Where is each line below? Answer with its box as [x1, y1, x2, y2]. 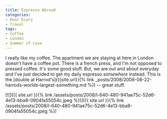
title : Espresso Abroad [5, 7, 56, 13]
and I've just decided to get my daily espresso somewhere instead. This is [5, 71, 161, 77]
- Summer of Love [5, 41, 42, 46]
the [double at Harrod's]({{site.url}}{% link [5, 76, 94, 82]
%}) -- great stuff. [87, 82, 125, 88]
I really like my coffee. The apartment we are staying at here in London [5, 55, 154, 61]
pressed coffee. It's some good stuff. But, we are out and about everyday [5, 65, 159, 72]
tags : [5, 27, 17, 32]
